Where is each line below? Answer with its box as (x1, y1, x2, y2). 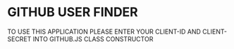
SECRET (7, 34, 32, 43)
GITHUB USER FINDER (7, 4, 139, 20)
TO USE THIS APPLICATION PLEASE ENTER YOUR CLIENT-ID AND (7, 27, 201, 36)
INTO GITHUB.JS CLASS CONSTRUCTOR (32, 34, 154, 43)
